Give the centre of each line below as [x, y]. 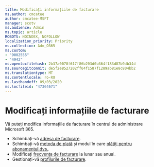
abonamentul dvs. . [31, 149]
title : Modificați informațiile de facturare [52, 9]
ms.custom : [16, 50]
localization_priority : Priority [39, 41]
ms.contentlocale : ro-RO [30, 77]
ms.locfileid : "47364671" [31, 86]
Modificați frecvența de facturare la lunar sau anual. [64, 154]
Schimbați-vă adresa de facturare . [46, 139]
